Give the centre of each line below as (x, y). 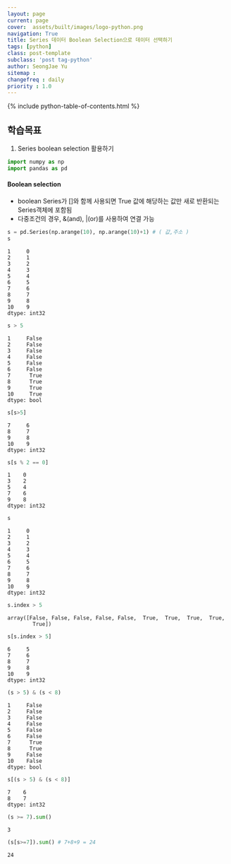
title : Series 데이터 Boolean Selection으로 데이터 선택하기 (90, 40)
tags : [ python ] (30, 47)
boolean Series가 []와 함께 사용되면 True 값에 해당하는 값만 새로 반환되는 (118, 201)
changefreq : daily (36, 79)
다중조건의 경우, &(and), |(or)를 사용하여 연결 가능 (86, 219)
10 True (25, 394)
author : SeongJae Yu (38, 66)
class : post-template (39, 54)
